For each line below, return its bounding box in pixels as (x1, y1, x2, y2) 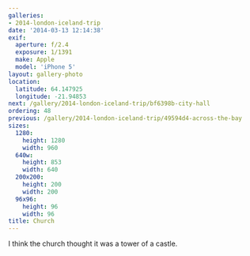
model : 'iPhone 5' (15, 63, 77, 71)
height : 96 (22, 202, 59, 210)
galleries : (8, 11, 44, 20)
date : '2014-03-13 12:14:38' (8, 26, 104, 34)
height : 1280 (22, 136, 66, 145)
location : (8, 77, 41, 85)
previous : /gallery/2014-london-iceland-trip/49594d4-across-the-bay (8, 115, 243, 122)
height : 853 (22, 159, 62, 167)
